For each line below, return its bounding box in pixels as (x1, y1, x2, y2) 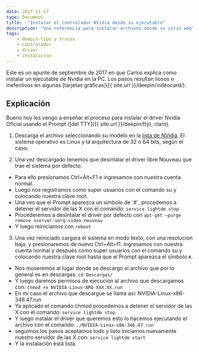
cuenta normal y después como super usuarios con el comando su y (14, 247, 182, 254)
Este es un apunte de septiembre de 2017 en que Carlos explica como (6, 69, 177, 76)
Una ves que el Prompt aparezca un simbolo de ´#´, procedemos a (14, 199, 176, 206)
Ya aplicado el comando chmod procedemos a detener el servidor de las (14, 302, 192, 309)
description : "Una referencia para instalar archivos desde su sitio (6, 25, 182, 31)
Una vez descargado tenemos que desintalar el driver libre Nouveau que (14, 156, 192, 163)
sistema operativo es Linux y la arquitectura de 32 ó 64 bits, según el (14, 138, 184, 146)
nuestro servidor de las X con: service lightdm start (14, 334, 146, 341)
